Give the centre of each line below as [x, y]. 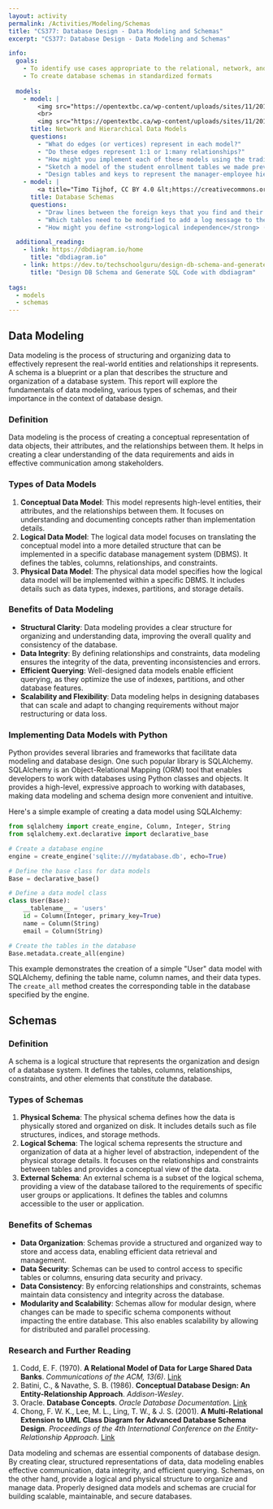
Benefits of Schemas [50, 1225]
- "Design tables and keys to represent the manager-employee [145, 175]
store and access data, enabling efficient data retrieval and [119, 1251]
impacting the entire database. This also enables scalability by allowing [139, 1320]
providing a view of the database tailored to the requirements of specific [141, 1187]
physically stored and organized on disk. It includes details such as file [139, 1126]
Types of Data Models [52, 484]
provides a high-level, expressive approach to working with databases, [127, 787]
